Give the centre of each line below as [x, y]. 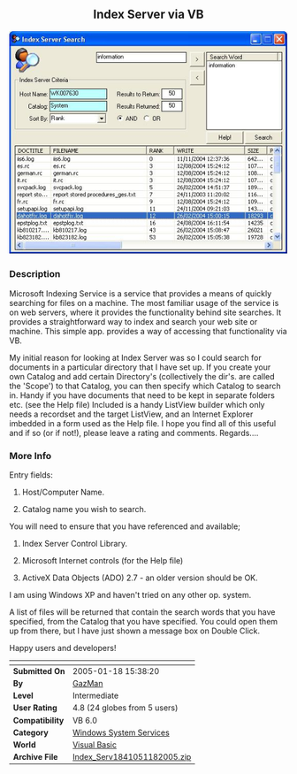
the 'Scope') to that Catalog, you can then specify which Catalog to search [145, 386]
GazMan [88, 683]
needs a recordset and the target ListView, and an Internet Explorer [131, 414]
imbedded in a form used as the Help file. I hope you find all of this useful [143, 423]
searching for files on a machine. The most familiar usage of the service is [144, 303]
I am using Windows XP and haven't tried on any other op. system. [130, 594]
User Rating [35, 708]
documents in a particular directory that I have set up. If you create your [140, 367]
